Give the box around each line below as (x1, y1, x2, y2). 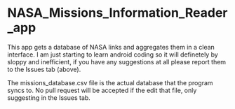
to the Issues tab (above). (7, 65, 81, 73)
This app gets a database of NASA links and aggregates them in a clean (7, 43, 215, 51)
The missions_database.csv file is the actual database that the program (7, 78, 213, 87)
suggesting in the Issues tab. (7, 93, 91, 102)
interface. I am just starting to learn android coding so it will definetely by (7, 50, 219, 59)
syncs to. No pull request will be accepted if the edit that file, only (7, 86, 197, 94)
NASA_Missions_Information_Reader (7, 5, 228, 21)
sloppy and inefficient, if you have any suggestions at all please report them (7, 57, 227, 66)
